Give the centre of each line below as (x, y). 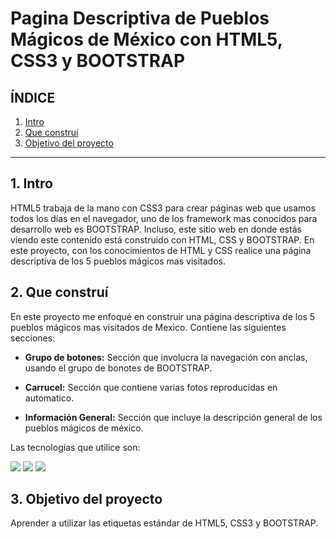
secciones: (33, 338)
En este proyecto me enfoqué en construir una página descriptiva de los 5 (163, 316)
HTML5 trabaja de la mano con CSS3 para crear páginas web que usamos (163, 208)
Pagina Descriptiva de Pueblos (140, 18)
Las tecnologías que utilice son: (75, 447)
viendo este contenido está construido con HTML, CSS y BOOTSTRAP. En (162, 239)
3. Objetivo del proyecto (86, 499)
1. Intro (31, 183)
